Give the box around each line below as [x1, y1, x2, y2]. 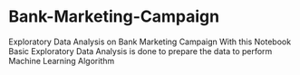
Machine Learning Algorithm [8, 55, 115, 66]
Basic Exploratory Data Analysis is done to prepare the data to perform [8, 45, 273, 56]
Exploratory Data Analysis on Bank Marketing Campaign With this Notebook [8, 36, 292, 47]
